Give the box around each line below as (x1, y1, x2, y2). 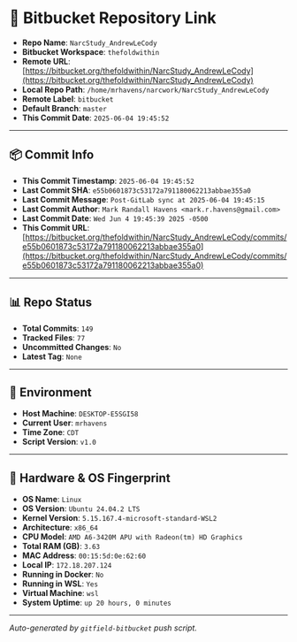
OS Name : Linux (21, 494, 82, 505)
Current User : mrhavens (21, 417, 108, 428)
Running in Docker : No (21, 569, 104, 580)
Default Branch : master (21, 103, 108, 113)
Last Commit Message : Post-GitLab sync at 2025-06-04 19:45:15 (21, 194, 265, 204)
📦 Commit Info (9, 148, 95, 163)
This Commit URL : (21, 222, 90, 233)
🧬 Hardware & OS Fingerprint (9, 470, 171, 485)
